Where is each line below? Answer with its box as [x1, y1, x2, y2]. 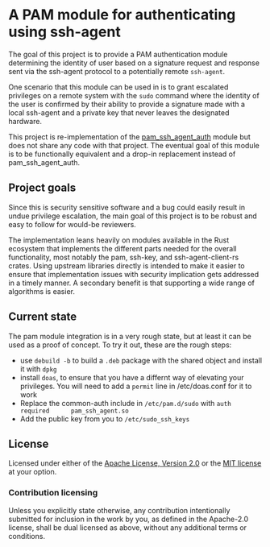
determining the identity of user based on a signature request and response [8, 58, 260, 68]
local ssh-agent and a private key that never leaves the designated [8, 107, 230, 118]
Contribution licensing [8, 487, 98, 499]
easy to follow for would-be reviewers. [8, 219, 137, 229]
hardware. [8, 116, 43, 126]
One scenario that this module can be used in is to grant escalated [8, 82, 229, 92]
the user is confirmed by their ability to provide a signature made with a [8, 99, 246, 109]
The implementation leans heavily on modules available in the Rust [8, 235, 230, 245]
